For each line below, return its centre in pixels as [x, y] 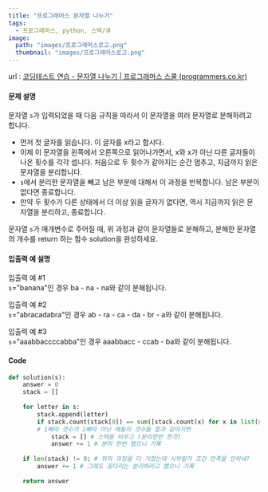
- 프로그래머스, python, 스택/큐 [63, 30]
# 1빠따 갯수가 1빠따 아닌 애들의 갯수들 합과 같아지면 [114, 429]
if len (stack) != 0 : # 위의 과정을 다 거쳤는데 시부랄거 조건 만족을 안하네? [136, 459]
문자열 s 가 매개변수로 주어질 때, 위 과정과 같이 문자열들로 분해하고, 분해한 [122, 229]
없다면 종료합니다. [47, 192]
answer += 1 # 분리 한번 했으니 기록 [106, 444]
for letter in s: [51, 407]
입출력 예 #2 [28, 305]
